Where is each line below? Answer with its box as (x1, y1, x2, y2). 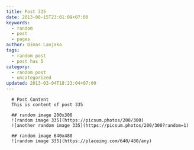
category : (6, 63, 31, 70)
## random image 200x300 (11, 112, 73, 118)
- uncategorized (11, 75, 51, 81)
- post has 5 (11, 58, 44, 64)
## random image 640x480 (11, 133, 73, 139)
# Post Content (11, 97, 49, 103)
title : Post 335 (6, 8, 46, 15)
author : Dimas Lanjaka (6, 42, 62, 48)
